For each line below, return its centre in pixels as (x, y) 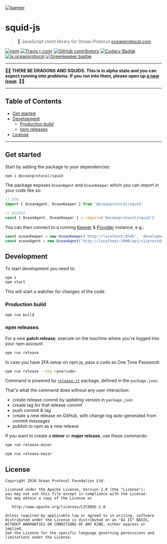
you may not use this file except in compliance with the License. (77, 494)
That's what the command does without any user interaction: (68, 390)
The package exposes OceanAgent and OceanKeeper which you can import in (82, 185)
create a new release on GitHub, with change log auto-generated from (84, 416)
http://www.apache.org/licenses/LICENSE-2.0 (59, 507)
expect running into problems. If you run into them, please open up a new (82, 76)
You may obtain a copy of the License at (49, 498)
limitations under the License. (39, 538)
